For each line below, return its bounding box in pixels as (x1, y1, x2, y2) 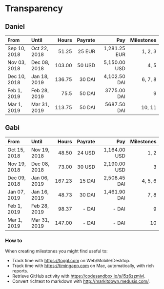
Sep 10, (7, 45, 26, 52)
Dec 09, (7, 174, 26, 181)
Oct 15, (7, 146, 25, 153)
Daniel (5, 22, 25, 31)
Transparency (5, 3, 63, 14)
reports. (12, 268, 28, 274)
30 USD (77, 163, 96, 170)
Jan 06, (31, 174, 49, 181)
